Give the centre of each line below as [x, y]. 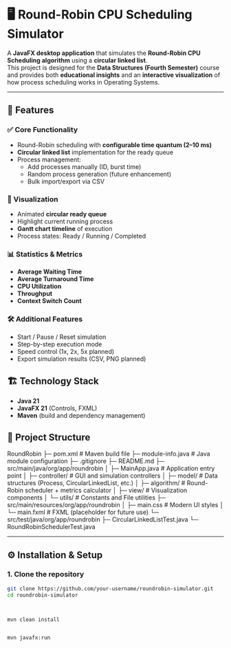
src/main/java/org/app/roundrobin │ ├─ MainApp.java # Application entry [111, 469]
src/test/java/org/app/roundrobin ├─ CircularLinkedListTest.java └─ [103, 519]
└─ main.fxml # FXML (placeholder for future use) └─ [83, 512]
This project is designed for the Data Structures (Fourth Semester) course [113, 67]
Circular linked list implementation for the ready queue [95, 152]
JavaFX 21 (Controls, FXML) [57, 408]
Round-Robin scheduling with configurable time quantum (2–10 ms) [114, 145]
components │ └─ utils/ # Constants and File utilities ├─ [87, 498]
